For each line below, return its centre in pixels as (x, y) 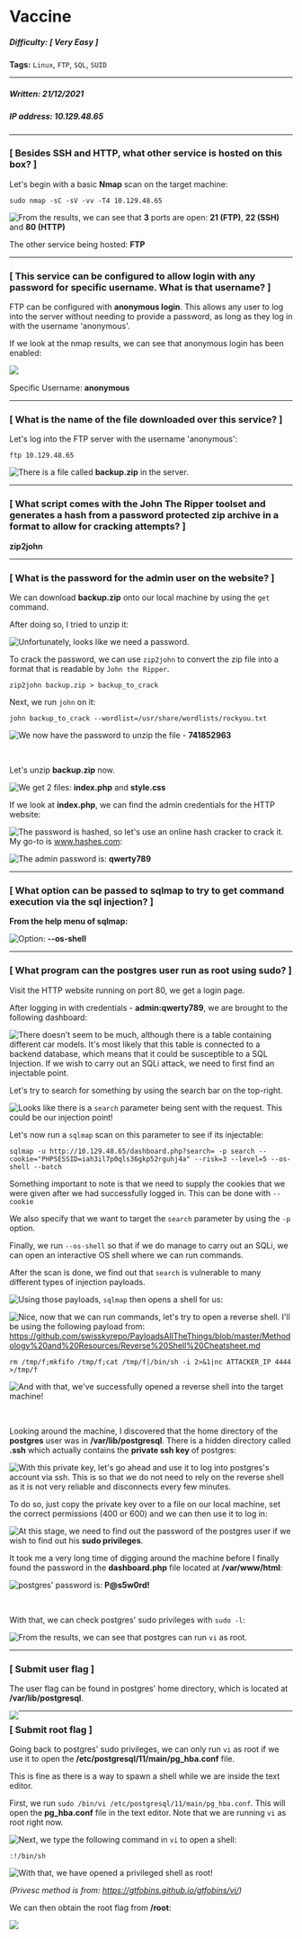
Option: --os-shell (53, 939)
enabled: (26, 353)
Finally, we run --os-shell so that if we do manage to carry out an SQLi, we (149, 1245)
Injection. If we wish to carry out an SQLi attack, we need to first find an (142, 1063)
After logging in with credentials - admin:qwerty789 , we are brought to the (149, 1007)
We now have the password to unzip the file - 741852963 (125, 735)
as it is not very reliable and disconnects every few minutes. (120, 1487)
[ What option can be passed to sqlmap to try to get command (147, 890)
